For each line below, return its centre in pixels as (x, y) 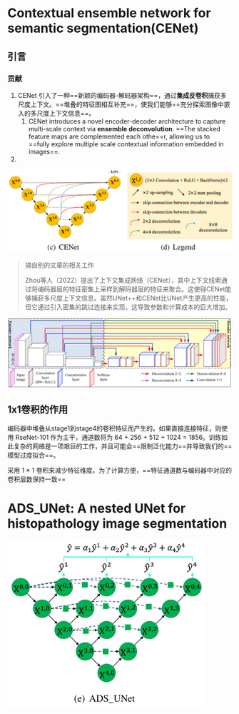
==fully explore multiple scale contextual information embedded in (126, 144)
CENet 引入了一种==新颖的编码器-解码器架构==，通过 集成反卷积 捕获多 (122, 95)
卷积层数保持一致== (37, 479)
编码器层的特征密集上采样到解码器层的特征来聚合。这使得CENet (131, 289)
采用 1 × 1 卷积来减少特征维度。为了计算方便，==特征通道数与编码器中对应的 (119, 470)
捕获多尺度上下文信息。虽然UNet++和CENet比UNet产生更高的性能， (132, 298)
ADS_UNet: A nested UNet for (97, 509)
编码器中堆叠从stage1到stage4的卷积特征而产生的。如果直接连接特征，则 (115, 428)
